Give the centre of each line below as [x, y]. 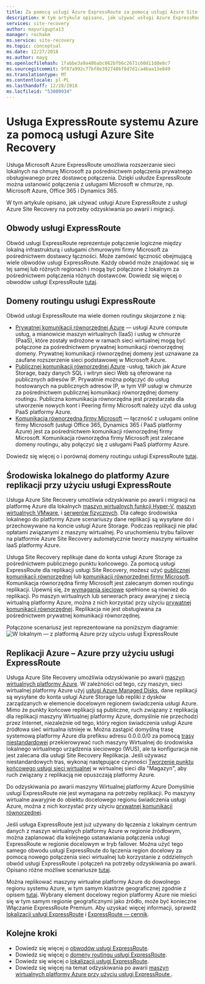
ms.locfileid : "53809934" [39, 92]
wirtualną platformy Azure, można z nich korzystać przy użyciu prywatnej [99, 603]
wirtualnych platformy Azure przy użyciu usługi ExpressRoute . [94, 974]
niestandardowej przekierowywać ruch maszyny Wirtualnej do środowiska [100, 743]
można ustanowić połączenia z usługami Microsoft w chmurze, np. [90, 184]
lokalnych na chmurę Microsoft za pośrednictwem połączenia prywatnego [99, 171]
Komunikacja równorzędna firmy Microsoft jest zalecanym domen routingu [100, 583]
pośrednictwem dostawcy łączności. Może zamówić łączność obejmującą [99, 256]
